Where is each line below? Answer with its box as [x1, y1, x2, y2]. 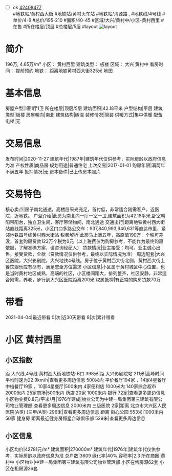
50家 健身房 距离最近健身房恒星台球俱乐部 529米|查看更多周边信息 [5, 415, 146, 421]
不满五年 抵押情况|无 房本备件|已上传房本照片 [5, 168, 101, 174]
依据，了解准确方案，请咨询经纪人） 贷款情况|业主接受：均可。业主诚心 [5, 244, 156, 251]
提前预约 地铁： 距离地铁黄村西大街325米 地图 [15, 67, 113, 74]
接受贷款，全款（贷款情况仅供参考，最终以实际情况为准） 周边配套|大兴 [14, 251, 165, 257]
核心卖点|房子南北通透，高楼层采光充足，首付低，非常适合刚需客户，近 [5, 206, 155, 212]
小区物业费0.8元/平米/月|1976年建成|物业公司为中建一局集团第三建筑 [5, 396, 149, 402]
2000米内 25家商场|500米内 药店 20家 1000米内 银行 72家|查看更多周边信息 [5, 390, 165, 396]
